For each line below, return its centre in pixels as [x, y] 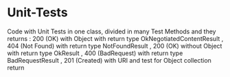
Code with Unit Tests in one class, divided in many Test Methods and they [112, 31]
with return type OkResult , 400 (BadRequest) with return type [95, 53]
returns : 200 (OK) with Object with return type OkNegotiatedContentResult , [115, 38]
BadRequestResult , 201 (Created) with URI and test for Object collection [109, 60]
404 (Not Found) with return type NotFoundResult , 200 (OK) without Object [115, 46]
